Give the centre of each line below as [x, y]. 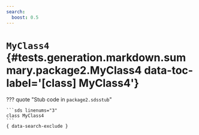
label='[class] [41, 83]
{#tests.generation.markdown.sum [96, 57]
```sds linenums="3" [32, 111]
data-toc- [169, 70]
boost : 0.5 [25, 17]
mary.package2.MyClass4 [74, 70]
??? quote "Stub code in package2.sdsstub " [59, 100]
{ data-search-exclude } [37, 127]
